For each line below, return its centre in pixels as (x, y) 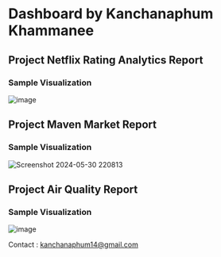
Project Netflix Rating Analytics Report (106, 60)
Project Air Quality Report (73, 189)
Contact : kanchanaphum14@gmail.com (74, 245)
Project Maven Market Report (83, 125)
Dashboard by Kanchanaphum (111, 14)
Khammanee (51, 31)
